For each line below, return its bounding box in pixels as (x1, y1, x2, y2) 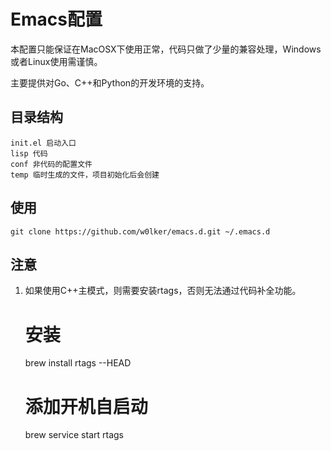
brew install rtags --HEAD (24, 357, 132, 369)
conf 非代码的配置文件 (10, 159, 93, 169)
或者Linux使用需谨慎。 (10, 55, 103, 67)
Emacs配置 (10, 8, 103, 31)
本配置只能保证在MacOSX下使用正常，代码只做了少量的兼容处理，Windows (10, 43, 322, 55)
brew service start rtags (24, 429, 124, 441)
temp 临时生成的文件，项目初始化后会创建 (10, 170, 160, 180)
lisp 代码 (10, 148, 48, 159)
